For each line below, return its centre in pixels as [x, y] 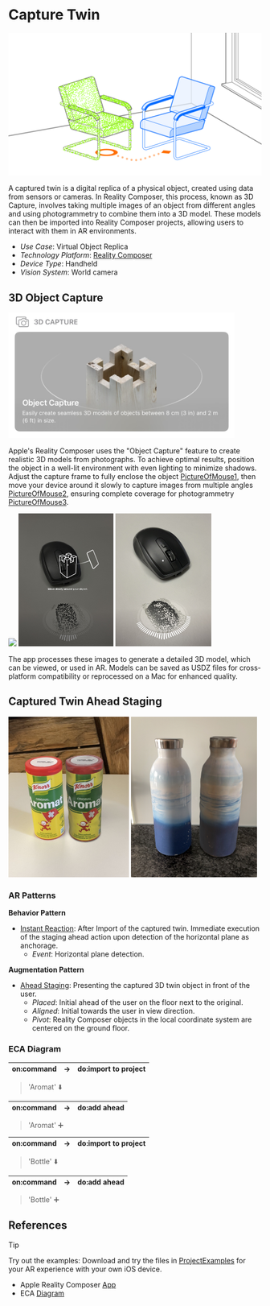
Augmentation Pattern [46, 970]
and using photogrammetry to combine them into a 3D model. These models [135, 214]
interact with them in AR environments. [72, 231]
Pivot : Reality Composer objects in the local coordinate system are [142, 1019]
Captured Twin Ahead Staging [85, 702]
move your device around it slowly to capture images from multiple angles [131, 486]
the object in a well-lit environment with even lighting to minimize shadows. [133, 468]
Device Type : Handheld [59, 264]
